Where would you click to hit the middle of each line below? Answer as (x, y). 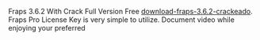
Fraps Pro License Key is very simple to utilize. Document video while (122, 20)
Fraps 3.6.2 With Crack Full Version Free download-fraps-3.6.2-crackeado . (130, 11)
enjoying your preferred (47, 28)
